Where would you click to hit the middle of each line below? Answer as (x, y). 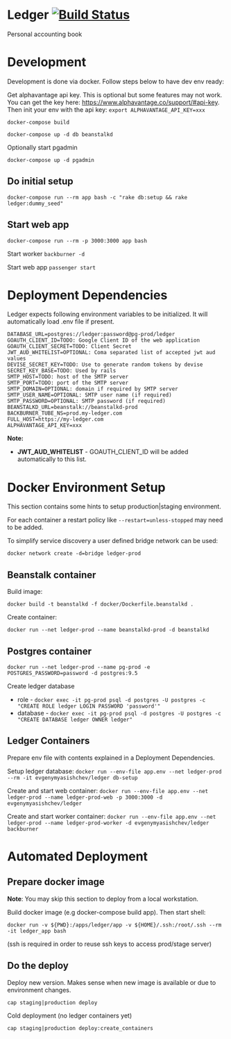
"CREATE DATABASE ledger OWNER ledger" (75, 720)
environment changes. (39, 990)
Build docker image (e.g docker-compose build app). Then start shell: (106, 912)
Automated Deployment (77, 856)
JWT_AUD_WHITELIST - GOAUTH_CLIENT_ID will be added (103, 452)
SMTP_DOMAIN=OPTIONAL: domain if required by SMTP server (93, 389)
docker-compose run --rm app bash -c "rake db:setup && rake (97, 197)
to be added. (25, 527)
